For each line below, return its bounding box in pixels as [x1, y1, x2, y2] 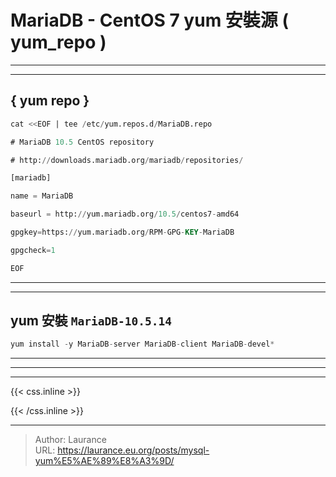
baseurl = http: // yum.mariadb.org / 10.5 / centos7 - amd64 [10, 209, 240, 220]
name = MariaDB [10, 191, 74, 201]
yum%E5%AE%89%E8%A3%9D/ [34, 455, 175, 467]
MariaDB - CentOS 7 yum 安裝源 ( [10, 9, 290, 32]
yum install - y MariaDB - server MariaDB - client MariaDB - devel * [10, 339, 275, 350]
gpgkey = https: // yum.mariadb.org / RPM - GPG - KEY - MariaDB [10, 227, 235, 237]
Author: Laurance [34, 434, 107, 446]
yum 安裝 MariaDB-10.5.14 [10, 312, 172, 330]
